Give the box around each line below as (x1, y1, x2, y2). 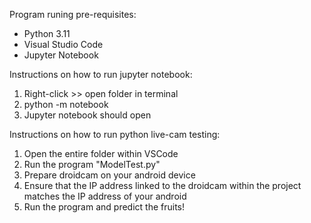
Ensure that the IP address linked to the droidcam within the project (23, 180, 302, 191)
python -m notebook (23, 99, 109, 110)
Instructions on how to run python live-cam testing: (9, 129, 221, 140)
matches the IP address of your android (23, 190, 187, 202)
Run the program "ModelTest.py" (23, 159, 161, 170)
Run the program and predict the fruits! (23, 201, 186, 213)
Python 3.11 (23, 28, 71, 39)
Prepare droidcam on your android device (23, 169, 196, 181)
